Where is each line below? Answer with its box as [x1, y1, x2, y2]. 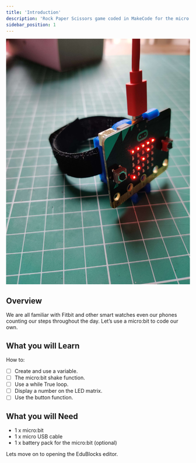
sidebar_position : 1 [6, 22, 57, 27]
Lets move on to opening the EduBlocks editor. [6, 451, 118, 458]
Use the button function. [14, 394, 73, 401]
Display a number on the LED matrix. [14, 388, 103, 395]
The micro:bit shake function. [14, 374, 86, 381]
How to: [6, 357, 25, 363]
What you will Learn [6, 341, 80, 351]
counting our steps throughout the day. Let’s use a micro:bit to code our [6, 317, 179, 324]
